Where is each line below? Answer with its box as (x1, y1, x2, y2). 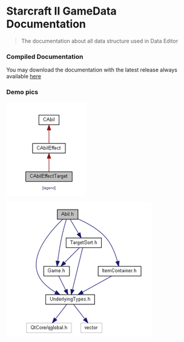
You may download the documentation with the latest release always (6, 66, 177, 74)
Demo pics (6, 88, 38, 97)
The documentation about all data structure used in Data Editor (21, 37, 179, 44)
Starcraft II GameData (6, 4, 117, 18)
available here (6, 73, 41, 80)
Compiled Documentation (6, 52, 84, 61)
